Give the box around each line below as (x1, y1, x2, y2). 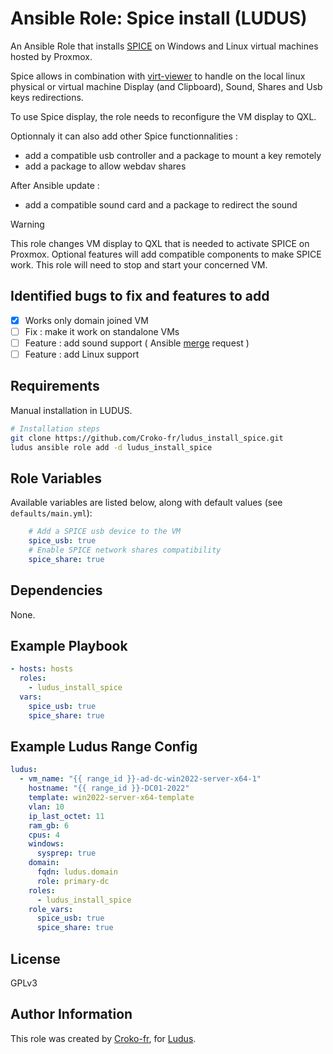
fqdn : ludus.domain (36, 867, 118, 877)
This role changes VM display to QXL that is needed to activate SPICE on (10, 237, 310, 249)
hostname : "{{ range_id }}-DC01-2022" (28, 783, 190, 794)
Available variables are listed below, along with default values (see (10, 497, 283, 509)
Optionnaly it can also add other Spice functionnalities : (10, 130, 238, 142)
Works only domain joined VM (24, 314, 149, 326)
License (10, 950, 61, 967)
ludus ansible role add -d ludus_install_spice (10, 442, 213, 452)
